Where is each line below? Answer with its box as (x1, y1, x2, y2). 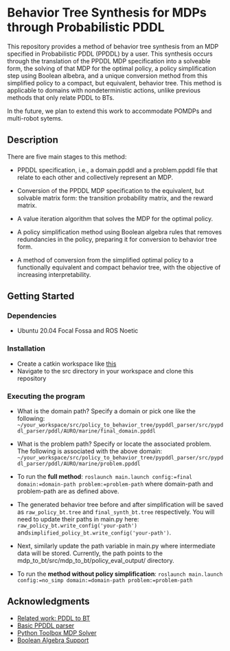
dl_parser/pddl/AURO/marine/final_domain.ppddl (16, 428, 156, 435)
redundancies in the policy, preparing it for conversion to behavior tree (16, 235, 218, 243)
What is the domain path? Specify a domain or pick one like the (16, 407, 196, 415)
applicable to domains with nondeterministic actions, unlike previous (7, 86, 201, 94)
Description (7, 134, 58, 146)
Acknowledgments (7, 596, 91, 608)
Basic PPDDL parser (16, 621, 75, 630)
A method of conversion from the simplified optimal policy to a (16, 256, 194, 264)
